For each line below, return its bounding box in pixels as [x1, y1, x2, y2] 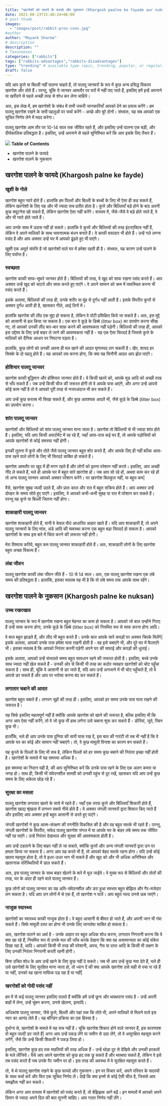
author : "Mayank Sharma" [5, 36, 57, 41]
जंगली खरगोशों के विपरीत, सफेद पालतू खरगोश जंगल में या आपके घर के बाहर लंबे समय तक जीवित [5, 827, 157, 834]
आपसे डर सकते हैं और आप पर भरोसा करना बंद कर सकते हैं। [5, 672, 102, 678]
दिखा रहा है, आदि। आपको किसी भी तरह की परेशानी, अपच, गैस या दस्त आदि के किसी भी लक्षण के [5, 942, 158, 948]
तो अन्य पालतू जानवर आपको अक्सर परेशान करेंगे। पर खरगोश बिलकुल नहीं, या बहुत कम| [5, 475, 145, 481]
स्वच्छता [5, 264, 20, 271]
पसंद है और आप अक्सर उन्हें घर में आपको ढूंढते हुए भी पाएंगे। [5, 235, 100, 241]
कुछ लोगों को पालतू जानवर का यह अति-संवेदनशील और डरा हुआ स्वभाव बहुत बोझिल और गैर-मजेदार [5, 886, 161, 892]
